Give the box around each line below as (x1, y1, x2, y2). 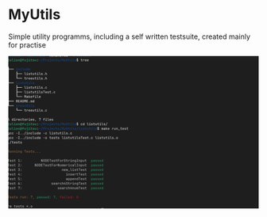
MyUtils (8, 6, 61, 24)
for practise (8, 40, 46, 49)
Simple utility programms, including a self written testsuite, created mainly (8, 32, 251, 41)
